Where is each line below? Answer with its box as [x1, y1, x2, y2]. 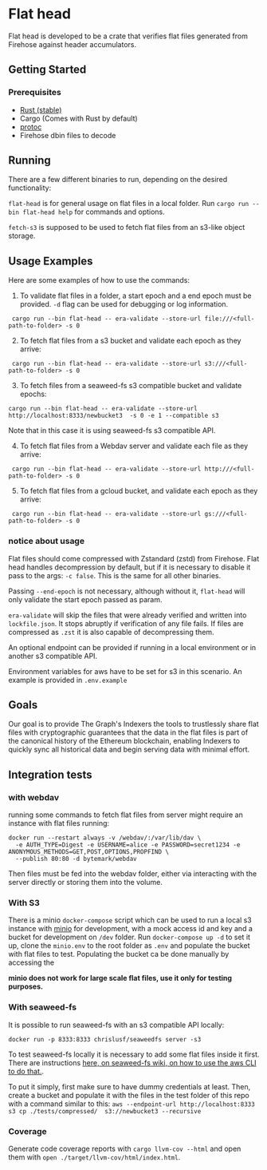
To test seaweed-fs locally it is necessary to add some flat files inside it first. [8, 1049, 260, 1059]
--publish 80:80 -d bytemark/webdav [15, 855, 137, 863]
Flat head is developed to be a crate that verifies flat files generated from [8, 31, 249, 41]
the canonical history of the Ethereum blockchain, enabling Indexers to [8, 736, 241, 746]
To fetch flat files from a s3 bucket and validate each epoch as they [19, 336, 241, 346]
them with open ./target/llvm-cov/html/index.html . [8, 1152, 181, 1162]
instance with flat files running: [8, 819, 110, 828]
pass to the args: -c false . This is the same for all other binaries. [8, 570, 222, 580]
